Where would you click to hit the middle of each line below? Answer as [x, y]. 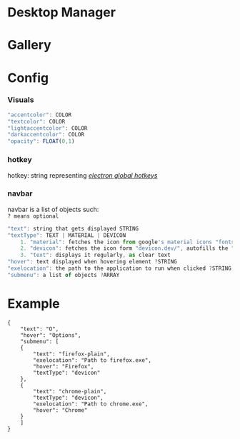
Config [28, 77]
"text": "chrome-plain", [70, 391]
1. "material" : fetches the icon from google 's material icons [116, 242]
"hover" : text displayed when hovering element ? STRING [92, 262]
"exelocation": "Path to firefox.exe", [92, 360]
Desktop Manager [62, 12]
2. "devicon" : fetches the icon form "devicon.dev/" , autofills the [124, 248]
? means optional [33, 216]
